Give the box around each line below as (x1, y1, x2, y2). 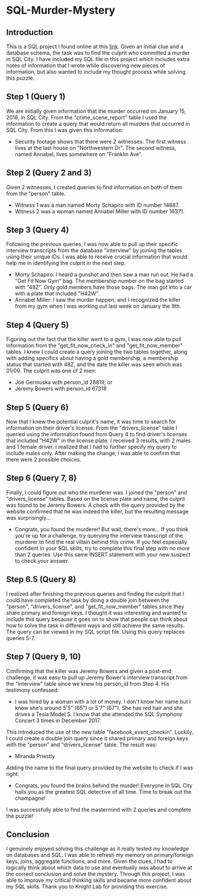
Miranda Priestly (14, 752, 55, 759)
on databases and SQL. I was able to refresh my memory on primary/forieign (6, 851, 194, 859)
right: (6, 770, 20, 777)
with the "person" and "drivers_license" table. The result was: (6, 741, 157, 748)
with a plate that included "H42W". (14, 290, 100, 297)
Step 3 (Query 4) (6, 225, 70, 235)
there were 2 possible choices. (6, 456, 81, 463)
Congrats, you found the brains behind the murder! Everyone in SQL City (14, 782, 193, 789)
